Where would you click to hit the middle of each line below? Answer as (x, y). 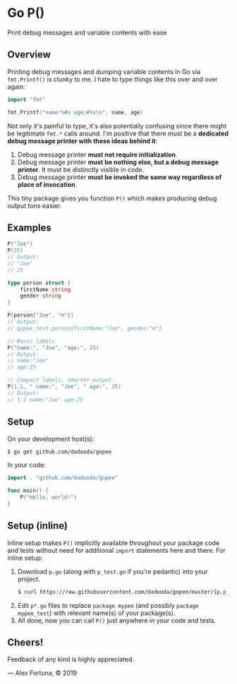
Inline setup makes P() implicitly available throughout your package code (114, 543)
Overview (29, 55)
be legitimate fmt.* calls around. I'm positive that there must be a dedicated (118, 133)
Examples (29, 227)
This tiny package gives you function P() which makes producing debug (112, 198)
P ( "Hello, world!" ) (49, 497)
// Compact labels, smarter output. (61, 380)
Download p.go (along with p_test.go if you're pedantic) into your (113, 571)
